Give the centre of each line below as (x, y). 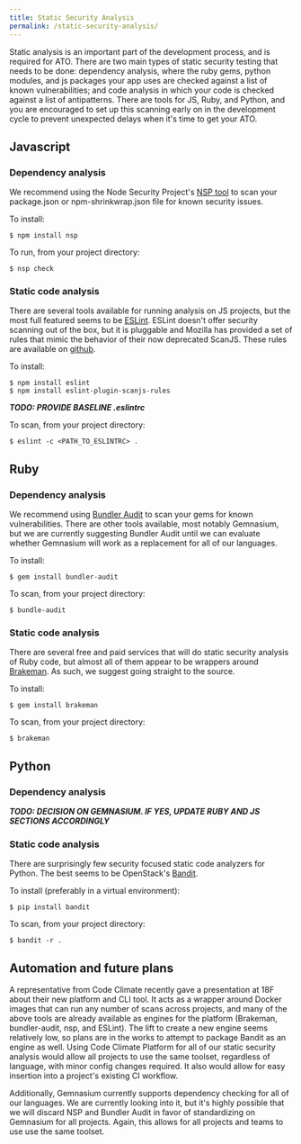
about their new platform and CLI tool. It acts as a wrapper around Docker (146, 999)
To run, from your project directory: (75, 252)
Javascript (40, 146)
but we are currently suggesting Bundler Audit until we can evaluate (135, 534)
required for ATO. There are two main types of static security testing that (144, 61)
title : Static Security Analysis (72, 18)
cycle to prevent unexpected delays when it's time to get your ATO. (133, 119)
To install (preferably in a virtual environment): (95, 891)
